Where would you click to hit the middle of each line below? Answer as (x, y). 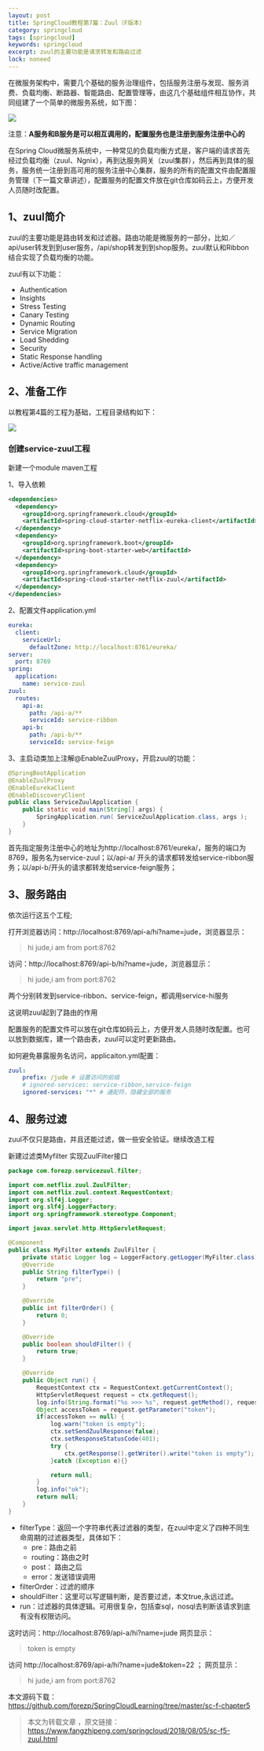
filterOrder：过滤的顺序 (57, 1587)
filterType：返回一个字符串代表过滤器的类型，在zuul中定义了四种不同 (131, 1528)
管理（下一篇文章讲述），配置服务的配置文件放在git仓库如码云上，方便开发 (134, 180)
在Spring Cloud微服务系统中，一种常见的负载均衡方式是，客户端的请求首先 (129, 150)
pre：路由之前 (54, 1547)
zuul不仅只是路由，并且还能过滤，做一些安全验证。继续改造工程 (111, 1139)
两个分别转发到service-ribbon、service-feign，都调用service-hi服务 (119, 995)
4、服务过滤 (38, 1119)
